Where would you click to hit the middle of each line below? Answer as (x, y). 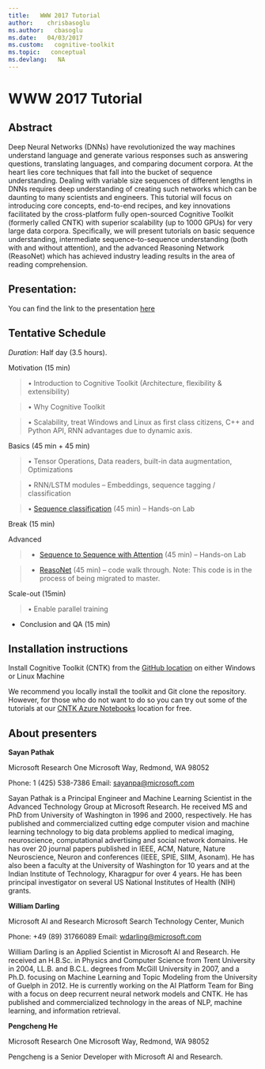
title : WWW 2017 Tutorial (55, 15)
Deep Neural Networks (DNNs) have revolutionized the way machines (122, 146)
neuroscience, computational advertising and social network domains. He (128, 840)
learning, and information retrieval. (64, 1011)
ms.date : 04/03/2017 (45, 38)
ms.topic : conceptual (47, 52)
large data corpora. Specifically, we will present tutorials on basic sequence (132, 231)
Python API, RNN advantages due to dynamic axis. (110, 430)
